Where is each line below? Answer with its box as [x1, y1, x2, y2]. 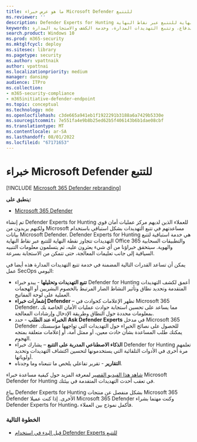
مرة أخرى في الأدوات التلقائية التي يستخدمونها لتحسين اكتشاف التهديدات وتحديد [14, 347, 188, 354]
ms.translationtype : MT [6, 123, 64, 129]
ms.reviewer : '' [6, 14, 46, 20]
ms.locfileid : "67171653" [6, 139, 69, 146]
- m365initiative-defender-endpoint [6, 96, 96, 102]
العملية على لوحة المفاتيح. [14, 291, 72, 298]
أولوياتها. [14, 353, 33, 360]
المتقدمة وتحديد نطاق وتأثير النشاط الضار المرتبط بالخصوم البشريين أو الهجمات [14, 285, 187, 292]
